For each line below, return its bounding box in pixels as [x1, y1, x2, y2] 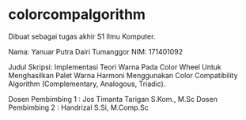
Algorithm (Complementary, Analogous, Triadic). [8, 79, 166, 88]
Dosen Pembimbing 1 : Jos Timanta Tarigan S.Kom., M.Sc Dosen [8, 94, 218, 103]
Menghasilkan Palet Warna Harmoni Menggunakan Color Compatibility [8, 70, 239, 80]
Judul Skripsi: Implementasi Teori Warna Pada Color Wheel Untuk [8, 62, 221, 72]
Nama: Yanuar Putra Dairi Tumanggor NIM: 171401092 [8, 47, 184, 56]
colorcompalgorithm [8, 6, 146, 24]
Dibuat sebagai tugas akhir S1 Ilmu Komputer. [8, 32, 156, 41]
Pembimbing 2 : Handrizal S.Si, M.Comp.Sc [8, 103, 149, 112]
